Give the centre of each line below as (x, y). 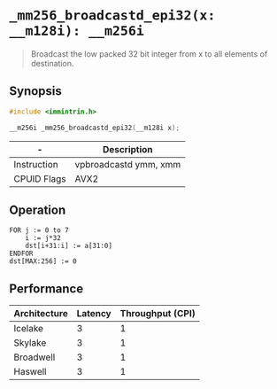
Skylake (30, 343)
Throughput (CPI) (158, 314)
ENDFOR (21, 254)
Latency (94, 314)
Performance (46, 288)
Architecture (41, 314)
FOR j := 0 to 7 (39, 230)
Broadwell (35, 357)
